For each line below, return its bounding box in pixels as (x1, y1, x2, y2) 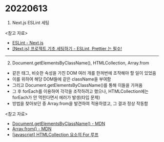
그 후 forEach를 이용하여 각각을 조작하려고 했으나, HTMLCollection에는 (12, 88, 149, 94)
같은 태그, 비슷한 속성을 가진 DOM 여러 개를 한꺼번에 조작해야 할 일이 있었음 (12, 70, 156, 76)
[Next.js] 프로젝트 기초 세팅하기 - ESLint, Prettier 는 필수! (12, 45, 122, 51)
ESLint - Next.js (12, 40, 44, 45)
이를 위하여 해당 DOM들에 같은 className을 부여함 (12, 76, 111, 82)
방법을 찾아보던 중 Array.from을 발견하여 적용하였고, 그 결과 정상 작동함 (12, 101, 148, 106)
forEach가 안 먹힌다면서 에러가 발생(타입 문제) (12, 94, 100, 100)
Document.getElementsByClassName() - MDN (12, 121, 105, 126)
